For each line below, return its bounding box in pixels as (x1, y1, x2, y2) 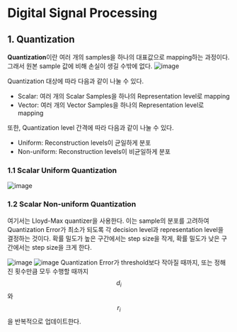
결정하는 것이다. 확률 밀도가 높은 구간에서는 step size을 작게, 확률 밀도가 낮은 (7, 234, 220, 243)
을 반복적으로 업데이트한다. (7, 317, 81, 326)
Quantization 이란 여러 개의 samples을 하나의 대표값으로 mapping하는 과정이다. (7, 53, 230, 61)
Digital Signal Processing (7, 5, 158, 21)
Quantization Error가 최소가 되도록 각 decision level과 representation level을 (7, 225, 224, 233)
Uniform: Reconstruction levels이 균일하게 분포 (17, 138, 151, 147)
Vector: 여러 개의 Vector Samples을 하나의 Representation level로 (17, 101, 204, 109)
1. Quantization (7, 33, 75, 45)
